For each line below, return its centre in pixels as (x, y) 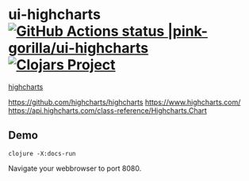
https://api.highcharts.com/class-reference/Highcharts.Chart (108, 110)
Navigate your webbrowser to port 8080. (75, 168)
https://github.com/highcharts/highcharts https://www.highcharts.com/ (125, 102)
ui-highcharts (55, 15)
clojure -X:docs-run (42, 153)
